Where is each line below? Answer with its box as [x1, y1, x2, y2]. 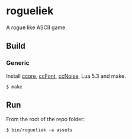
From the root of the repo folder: [6, 116, 85, 123]
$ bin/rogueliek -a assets [6, 127, 73, 133]
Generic [6, 59, 30, 67]
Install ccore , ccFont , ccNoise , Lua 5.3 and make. [6, 72, 126, 80]
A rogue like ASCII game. [6, 24, 67, 31]
